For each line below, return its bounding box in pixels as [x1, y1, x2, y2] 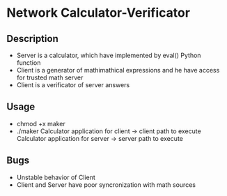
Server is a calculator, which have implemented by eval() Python [16, 51, 201, 59]
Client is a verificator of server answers [16, 81, 130, 89]
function [16, 59, 41, 67]
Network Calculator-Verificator [6, 5, 191, 21]
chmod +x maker [16, 119, 65, 128]
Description [6, 33, 58, 45]
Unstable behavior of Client [16, 173, 95, 181]
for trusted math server [16, 73, 84, 82]
